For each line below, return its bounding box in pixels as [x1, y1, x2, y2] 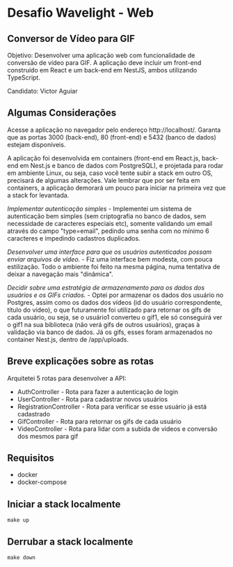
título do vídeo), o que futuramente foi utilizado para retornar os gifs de [7, 305, 211, 314]
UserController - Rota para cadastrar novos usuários [17, 395, 168, 403]
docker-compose [17, 478, 67, 486]
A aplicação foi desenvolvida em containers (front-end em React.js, [7, 153, 200, 162]
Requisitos [7, 452, 54, 464]
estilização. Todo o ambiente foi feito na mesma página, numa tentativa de [7, 262, 220, 271]
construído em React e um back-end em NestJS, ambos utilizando [7, 66, 198, 74]
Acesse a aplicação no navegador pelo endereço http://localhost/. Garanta [7, 126, 221, 134]
